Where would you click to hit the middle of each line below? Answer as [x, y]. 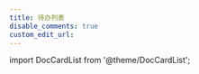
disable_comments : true [54, 26]
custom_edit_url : [42, 34]
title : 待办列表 [37, 18]
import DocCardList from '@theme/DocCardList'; [100, 60]
